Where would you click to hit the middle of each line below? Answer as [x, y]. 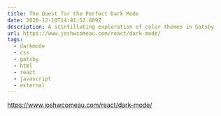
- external [29, 85]
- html [23, 66]
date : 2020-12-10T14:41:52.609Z [54, 20]
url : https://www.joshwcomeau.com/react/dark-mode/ [84, 33]
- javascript [33, 79]
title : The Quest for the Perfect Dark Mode [73, 14]
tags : [15, 40]
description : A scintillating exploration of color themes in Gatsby [111, 27]
